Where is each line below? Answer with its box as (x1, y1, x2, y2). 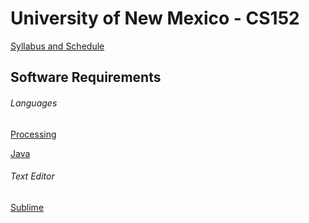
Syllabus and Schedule (10, 40, 105, 52)
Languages (10, 97, 58, 109)
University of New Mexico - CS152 (10, 7, 300, 30)
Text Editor (10, 170, 55, 182)
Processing (10, 128, 57, 140)
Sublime (10, 201, 45, 213)
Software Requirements (10, 69, 162, 86)
